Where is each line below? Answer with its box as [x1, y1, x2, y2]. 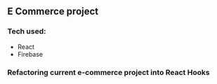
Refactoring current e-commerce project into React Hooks [7, 67, 210, 77]
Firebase [17, 50, 44, 58]
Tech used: [7, 27, 46, 36]
